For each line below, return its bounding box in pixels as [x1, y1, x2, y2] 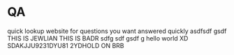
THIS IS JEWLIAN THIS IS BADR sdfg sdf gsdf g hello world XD [7, 34, 189, 42]
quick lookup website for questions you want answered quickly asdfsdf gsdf [7, 27, 227, 35]
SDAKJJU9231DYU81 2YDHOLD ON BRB [7, 41, 124, 49]
